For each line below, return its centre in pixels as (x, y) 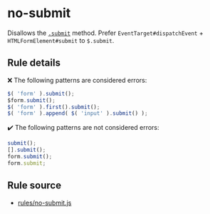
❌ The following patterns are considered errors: (77, 80)
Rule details (34, 63)
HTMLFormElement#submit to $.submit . (61, 40)
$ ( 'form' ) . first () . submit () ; (54, 107)
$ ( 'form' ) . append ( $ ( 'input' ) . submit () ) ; (78, 113)
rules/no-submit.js (44, 203)
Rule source (35, 186)
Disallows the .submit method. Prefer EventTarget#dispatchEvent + (106, 33)
